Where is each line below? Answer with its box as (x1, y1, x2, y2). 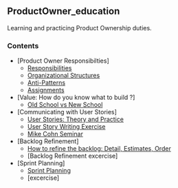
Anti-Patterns (27, 79, 66, 87)
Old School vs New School (27, 101, 103, 109)
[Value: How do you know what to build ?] (16, 93, 135, 102)
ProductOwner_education (7, 6, 120, 17)
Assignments (27, 86, 65, 94)
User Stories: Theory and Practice (27, 115, 124, 123)
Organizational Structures (27, 72, 100, 80)
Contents (7, 41, 39, 50)
